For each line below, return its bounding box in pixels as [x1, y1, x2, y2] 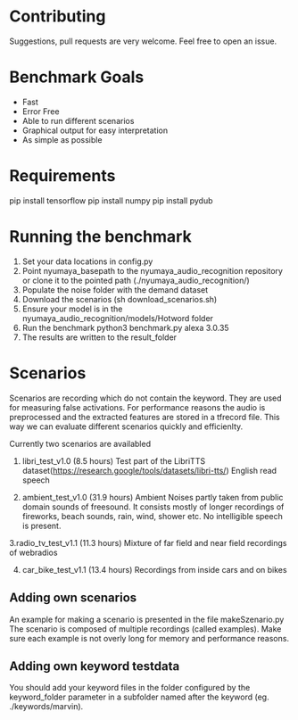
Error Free [21, 105, 60, 117]
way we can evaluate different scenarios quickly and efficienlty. [9, 421, 244, 432]
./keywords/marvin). [9, 701, 84, 712]
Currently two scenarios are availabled [9, 438, 152, 449]
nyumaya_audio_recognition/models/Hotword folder [21, 312, 214, 323]
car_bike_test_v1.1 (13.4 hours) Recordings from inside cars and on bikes [21, 564, 287, 575]
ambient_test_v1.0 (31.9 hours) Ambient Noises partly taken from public [21, 492, 284, 502]
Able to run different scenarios [21, 115, 135, 126]
